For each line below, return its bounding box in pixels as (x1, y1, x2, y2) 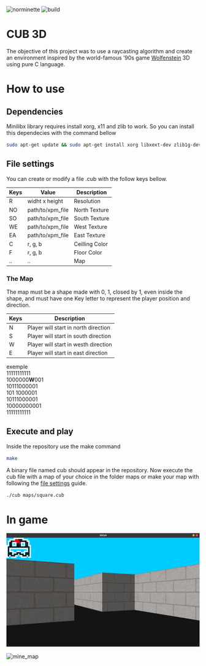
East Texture (74, 232, 106, 239)
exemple (6, 362, 28, 370)
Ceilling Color (74, 240, 109, 248)
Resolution (74, 197, 101, 205)
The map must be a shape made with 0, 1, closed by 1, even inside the (6, 288, 183, 296)
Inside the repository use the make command (6, 442, 121, 450)
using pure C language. (6, 60, 66, 67)
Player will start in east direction (27, 350, 108, 357)
